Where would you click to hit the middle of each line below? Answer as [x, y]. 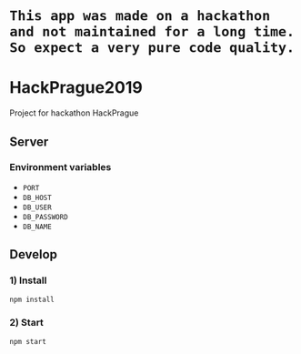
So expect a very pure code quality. [152, 48]
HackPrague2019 [76, 88]
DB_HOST [37, 197]
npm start [28, 341]
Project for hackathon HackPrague [74, 113]
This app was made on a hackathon [140, 16]
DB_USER [37, 207]
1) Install [28, 280]
